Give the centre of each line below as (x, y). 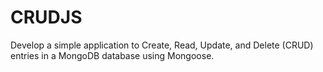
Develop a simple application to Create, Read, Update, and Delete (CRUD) (162, 45)
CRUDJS (46, 17)
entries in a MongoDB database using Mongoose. (112, 55)
